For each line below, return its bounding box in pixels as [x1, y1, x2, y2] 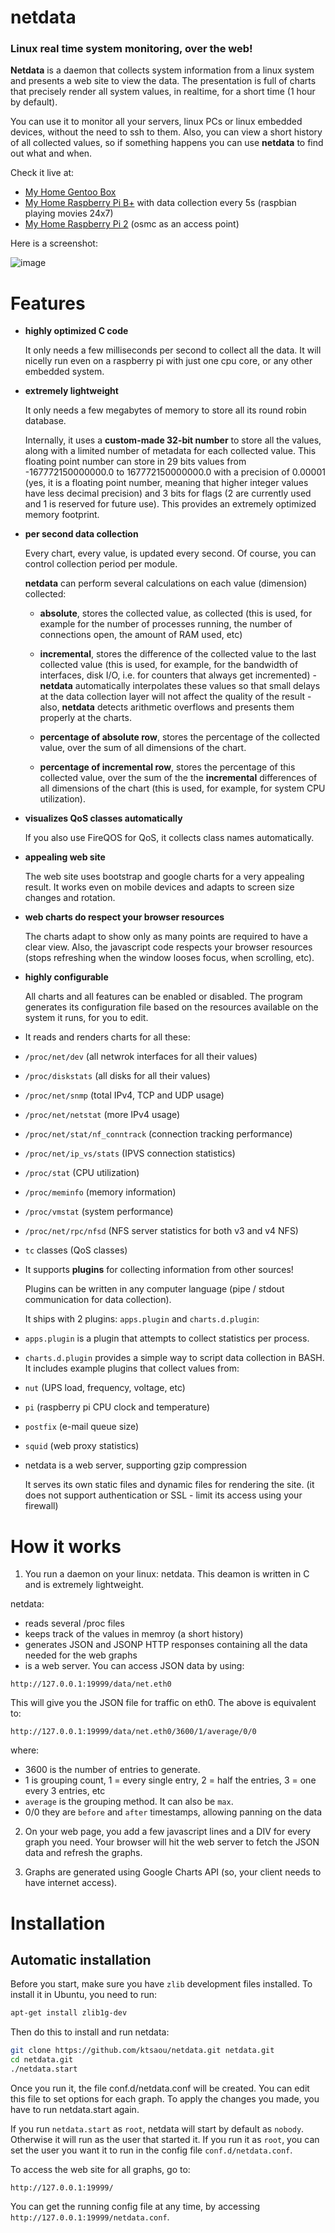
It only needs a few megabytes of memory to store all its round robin [24, 404, 307, 416]
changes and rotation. [24, 892, 116, 904]
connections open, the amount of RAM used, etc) [39, 629, 243, 641]
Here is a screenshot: [10, 237, 98, 250]
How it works [10, 1535, 122, 1558]
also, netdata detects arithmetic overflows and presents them [39, 701, 295, 713]
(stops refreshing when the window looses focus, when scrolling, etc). [24, 952, 315, 964]
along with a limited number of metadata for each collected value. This [24, 445, 317, 457]
